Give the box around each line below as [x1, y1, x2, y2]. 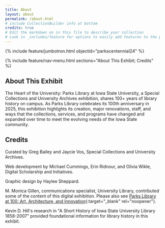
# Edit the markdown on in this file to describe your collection [5, 30, 144, 35]
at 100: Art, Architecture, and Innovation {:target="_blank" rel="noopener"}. [5, 198, 156, 204]
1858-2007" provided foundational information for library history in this [5, 213, 148, 219]
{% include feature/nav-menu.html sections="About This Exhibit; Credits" [5, 57, 154, 63]
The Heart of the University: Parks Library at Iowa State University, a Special [5, 90, 160, 96]
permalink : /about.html [5, 16, 54, 21]
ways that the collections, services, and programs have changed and [5, 111, 145, 117]
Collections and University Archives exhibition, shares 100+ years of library [5, 95, 157, 101]
